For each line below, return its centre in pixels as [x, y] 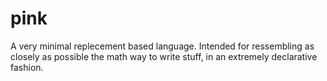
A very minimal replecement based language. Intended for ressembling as [162, 46]
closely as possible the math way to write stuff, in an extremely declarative [164, 56]
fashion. [27, 67]
